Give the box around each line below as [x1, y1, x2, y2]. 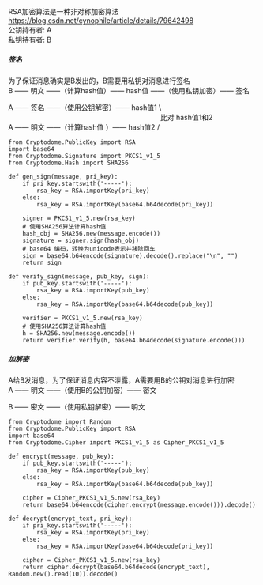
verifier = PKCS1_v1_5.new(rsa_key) [22, 314, 144, 322]
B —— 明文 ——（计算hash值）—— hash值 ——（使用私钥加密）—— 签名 [8, 85, 250, 95]
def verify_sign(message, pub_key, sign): [8, 272, 150, 281]
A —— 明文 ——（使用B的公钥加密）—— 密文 [8, 385, 157, 394]
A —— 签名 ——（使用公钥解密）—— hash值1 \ [8, 102, 162, 112]
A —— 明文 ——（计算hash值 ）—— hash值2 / [8, 122, 160, 132]
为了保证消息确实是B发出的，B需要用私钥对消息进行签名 [8, 76, 191, 85]
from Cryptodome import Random [8, 417, 111, 425]
